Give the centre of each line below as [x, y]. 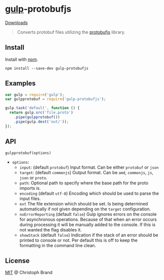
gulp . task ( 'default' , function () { [42, 108]
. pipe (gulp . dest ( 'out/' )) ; [41, 122]
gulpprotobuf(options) [28, 153]
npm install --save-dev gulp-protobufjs [47, 68]
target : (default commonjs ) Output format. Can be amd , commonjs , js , [86, 172]
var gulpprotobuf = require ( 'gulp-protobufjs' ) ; [56, 99]
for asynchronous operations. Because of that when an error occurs [88, 219]
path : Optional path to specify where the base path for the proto [84, 183]
